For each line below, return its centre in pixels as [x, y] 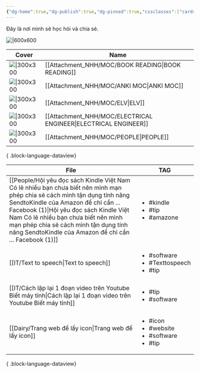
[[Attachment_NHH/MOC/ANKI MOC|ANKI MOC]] [114, 86]
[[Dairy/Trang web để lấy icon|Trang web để [71, 328]
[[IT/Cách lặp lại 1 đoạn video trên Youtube [69, 288]
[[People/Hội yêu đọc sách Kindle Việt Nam [70, 180]
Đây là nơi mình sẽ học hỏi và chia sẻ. [52, 29]
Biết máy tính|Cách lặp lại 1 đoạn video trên [70, 295]
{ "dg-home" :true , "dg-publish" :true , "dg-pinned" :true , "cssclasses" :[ [93, 12]
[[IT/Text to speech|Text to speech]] [60, 262]
